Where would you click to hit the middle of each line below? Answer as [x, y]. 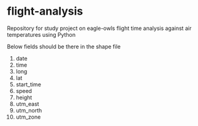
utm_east [27, 104]
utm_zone [28, 117]
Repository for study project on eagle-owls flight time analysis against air [99, 28]
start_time [29, 84]
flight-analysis [45, 11]
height [24, 97]
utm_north [29, 110]
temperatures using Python [41, 34]
